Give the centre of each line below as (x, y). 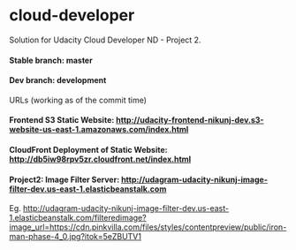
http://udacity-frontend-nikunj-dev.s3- (190, 120)
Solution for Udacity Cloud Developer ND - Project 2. (105, 40)
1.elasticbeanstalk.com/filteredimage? (78, 218)
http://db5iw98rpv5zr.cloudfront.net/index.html (100, 159)
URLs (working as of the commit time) (78, 100)
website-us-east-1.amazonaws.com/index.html (99, 130)
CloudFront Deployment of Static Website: (88, 149)
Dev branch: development (58, 80)
